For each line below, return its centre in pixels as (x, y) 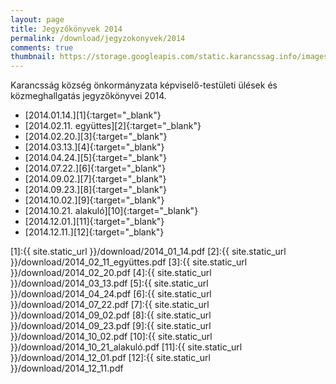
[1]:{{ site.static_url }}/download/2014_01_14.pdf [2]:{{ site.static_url (148, 252)
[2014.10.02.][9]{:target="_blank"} (94, 200)
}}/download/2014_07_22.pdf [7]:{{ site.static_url (110, 305)
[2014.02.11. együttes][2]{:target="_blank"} (113, 126)
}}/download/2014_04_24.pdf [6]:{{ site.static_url (111, 294)
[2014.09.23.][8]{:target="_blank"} (96, 190)
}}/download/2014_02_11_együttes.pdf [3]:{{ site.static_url (129, 262)
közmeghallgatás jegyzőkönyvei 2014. (88, 96)
